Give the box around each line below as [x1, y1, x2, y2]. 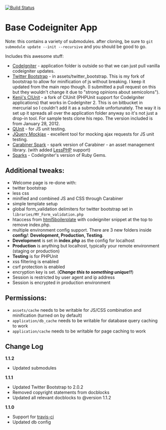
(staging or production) [12, 248, 60, 254]
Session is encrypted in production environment [12, 280, 111, 286]
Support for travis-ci [12, 414, 54, 420]
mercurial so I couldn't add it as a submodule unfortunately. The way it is [12, 104, 161, 111]
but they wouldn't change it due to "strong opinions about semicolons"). [12, 89, 160, 95]
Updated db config [12, 419, 51, 425]
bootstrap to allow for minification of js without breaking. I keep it [12, 78, 145, 84]
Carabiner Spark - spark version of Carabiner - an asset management [12, 142, 155, 147]
